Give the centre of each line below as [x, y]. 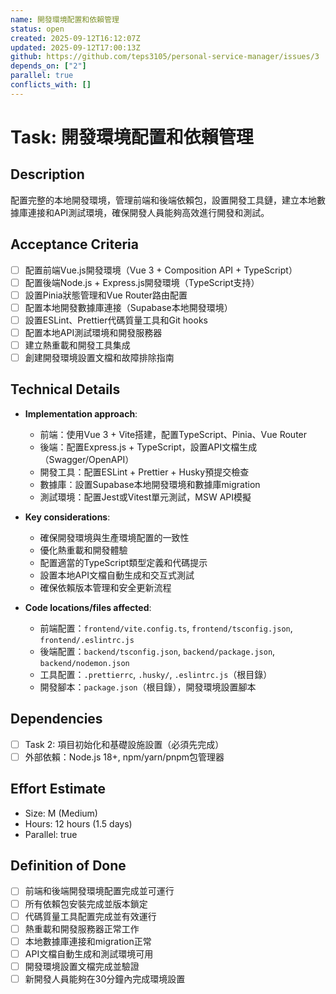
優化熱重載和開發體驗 [83, 550]
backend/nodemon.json [84, 663]
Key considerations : [67, 517]
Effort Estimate [58, 789]
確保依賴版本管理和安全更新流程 [105, 587]
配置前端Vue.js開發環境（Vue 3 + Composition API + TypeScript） [161, 270]
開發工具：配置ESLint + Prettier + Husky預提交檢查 [144, 472]
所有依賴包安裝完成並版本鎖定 [86, 903]
